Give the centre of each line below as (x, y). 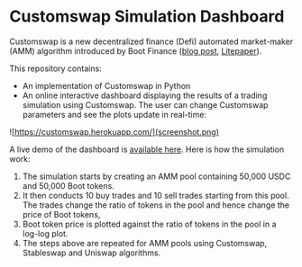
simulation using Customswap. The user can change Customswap (145, 104)
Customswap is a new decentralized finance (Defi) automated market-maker (151, 41)
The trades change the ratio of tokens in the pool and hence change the (156, 205)
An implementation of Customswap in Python (106, 85)
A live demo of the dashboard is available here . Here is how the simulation (147, 149)
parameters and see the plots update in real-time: (114, 114)
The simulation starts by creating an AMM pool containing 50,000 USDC (156, 176)
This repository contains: (55, 68)
